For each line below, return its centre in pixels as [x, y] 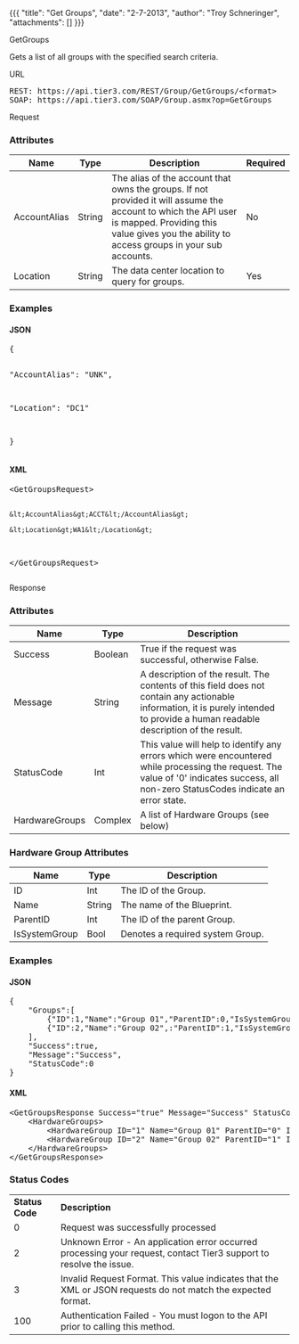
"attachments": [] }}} [47, 22]
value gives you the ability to [171, 234]
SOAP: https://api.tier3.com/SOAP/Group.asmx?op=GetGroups [141, 100]
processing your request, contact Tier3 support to [165, 1253]
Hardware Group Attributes [69, 852]
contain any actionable [188, 696]
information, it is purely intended [208, 708]
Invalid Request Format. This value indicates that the [170, 1278]
